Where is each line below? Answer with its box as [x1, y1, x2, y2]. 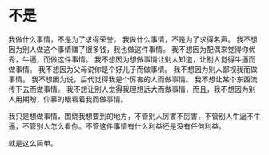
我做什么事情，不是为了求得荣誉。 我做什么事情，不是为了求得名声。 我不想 [8, 34, 258, 44]
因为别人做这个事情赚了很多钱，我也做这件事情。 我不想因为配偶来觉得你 [8, 44, 249, 54]
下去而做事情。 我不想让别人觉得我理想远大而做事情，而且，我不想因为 [14, 84, 249, 93]
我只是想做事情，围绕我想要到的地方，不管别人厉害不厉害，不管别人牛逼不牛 [8, 111, 261, 121]
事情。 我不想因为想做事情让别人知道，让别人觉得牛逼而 [70, 54, 256, 64]
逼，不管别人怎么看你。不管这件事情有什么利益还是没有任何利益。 [8, 121, 226, 131]
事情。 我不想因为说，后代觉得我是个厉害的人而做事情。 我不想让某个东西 [8, 74, 251, 84]
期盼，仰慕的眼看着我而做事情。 [22, 94, 128, 104]
